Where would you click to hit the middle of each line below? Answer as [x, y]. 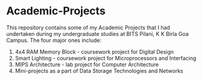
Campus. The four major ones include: [54, 40]
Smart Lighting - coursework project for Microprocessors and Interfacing [106, 58]
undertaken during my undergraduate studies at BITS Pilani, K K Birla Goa [97, 33]
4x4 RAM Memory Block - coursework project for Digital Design [94, 51]
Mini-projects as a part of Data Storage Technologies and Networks [99, 70]
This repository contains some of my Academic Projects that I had [88, 27]
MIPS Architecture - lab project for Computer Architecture [87, 64]
